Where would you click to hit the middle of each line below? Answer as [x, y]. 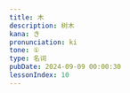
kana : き [24, 34]
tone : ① [24, 50]
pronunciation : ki [43, 42]
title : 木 [27, 17]
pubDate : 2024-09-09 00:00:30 [65, 67]
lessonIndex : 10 [39, 75]
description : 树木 [42, 26]
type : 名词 [28, 58]
